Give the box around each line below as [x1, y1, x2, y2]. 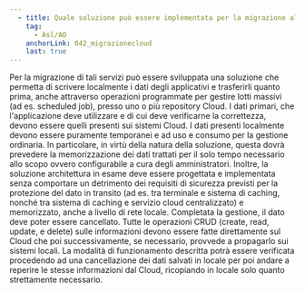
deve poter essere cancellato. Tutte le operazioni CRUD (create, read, [9, 217, 270, 228]
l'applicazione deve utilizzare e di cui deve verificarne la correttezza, [9, 111, 267, 122]
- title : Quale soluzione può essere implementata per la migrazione [17, 13, 286, 23]
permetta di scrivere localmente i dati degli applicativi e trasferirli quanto [9, 82, 280, 92]
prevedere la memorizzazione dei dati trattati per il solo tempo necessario [9, 149, 285, 160]
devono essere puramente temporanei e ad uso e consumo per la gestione [9, 130, 289, 141]
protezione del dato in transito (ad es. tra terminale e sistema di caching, [9, 188, 280, 199]
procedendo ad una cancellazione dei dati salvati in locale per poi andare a [9, 255, 290, 266]
